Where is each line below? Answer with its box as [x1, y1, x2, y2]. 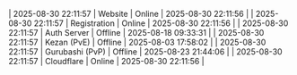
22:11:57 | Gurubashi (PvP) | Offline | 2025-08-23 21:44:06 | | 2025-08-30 [8, 46, 284, 57]
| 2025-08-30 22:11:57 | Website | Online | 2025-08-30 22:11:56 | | [8, 9, 254, 19]
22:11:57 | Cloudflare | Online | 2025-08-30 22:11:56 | [8, 56, 205, 66]
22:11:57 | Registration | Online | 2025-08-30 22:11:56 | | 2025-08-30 [33, 18, 289, 29]
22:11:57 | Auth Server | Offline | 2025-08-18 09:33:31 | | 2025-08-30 [8, 28, 265, 37]
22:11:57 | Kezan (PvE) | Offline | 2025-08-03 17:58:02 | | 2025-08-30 [8, 37, 266, 47]
